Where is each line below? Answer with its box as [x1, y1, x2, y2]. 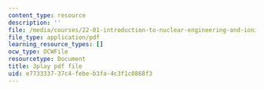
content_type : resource [8, 11, 86, 20]
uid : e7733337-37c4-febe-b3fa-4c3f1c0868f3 [8, 70, 153, 77]
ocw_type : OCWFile [8, 48, 68, 56]
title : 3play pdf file [8, 63, 82, 70]
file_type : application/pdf [8, 33, 101, 41]
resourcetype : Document [8, 56, 86, 63]
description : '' [8, 19, 61, 27]
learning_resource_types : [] [8, 41, 104, 49]
